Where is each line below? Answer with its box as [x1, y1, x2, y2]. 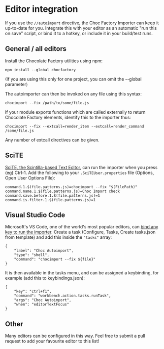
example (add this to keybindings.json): [5, 275, 85, 281]
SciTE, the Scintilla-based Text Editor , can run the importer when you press [5, 164, 158, 170]
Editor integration [5, 3, 78, 15]
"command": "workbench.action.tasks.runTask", [14, 293, 111, 299]
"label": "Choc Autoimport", [14, 248, 74, 253]
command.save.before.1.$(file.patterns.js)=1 [5, 193, 100, 198]
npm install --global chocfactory [5, 67, 76, 72]
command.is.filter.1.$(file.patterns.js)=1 [5, 197, 96, 202]
